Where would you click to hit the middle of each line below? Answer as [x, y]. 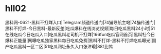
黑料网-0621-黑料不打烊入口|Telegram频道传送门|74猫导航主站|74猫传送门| [80, 22]
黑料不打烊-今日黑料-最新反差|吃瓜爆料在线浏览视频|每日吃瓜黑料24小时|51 [80, 28]
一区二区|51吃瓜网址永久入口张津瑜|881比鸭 [70, 46]
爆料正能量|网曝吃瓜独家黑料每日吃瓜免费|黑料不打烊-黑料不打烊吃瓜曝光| [79, 40]
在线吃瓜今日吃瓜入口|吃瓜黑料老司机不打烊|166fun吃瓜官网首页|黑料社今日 [80, 34]
